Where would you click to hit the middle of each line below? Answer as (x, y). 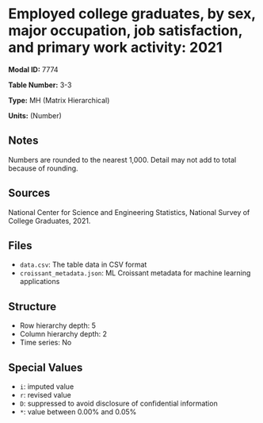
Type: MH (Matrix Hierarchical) (59, 100)
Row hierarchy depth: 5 (58, 325)
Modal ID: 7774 (33, 69)
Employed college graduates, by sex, (132, 14)
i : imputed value (47, 386)
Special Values (46, 367)
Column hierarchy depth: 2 (63, 334)
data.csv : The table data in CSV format (83, 265)
